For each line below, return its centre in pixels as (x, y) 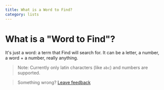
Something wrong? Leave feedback (54, 83)
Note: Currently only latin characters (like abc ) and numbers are (83, 68)
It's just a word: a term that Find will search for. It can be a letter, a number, (82, 53)
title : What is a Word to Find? (39, 10)
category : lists (22, 14)
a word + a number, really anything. (42, 58)
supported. (29, 73)
